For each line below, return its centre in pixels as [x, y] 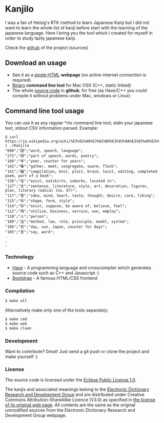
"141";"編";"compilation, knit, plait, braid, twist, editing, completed [81, 171]
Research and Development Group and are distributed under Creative [75, 395]
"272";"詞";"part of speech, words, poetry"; [52, 156]
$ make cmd [16, 319]
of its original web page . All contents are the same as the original [70, 405]
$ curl [12, 137]
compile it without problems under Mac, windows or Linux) [71, 95]
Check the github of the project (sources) [47, 47]
